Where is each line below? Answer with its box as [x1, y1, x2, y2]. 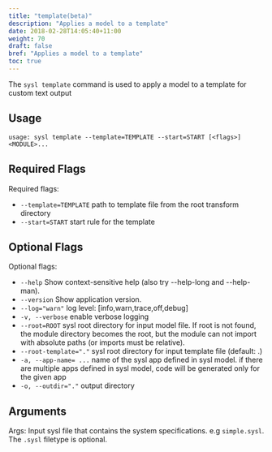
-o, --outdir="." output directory [19, 381, 136, 390]
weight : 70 [8, 34, 45, 43]
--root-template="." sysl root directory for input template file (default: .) [19, 347, 263, 356]
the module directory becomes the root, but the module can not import [19, 329, 257, 339]
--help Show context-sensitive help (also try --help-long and [19, 278, 225, 287]
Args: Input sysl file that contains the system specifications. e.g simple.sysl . [8, 426, 265, 436]
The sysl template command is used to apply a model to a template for [8, 79, 247, 89]
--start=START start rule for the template [19, 217, 156, 226]
